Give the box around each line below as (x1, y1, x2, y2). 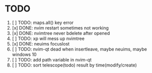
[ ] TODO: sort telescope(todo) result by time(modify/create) (12, 62, 137, 68)
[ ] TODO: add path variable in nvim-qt (12, 56, 92, 62)
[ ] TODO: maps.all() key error (12, 19, 74, 25)
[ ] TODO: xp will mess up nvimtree (12, 35, 85, 41)
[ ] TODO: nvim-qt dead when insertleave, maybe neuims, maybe (12, 46, 147, 52)
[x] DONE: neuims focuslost (12, 40, 70, 46)
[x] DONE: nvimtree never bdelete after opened (12, 30, 110, 36)
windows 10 (12, 51, 37, 57)
